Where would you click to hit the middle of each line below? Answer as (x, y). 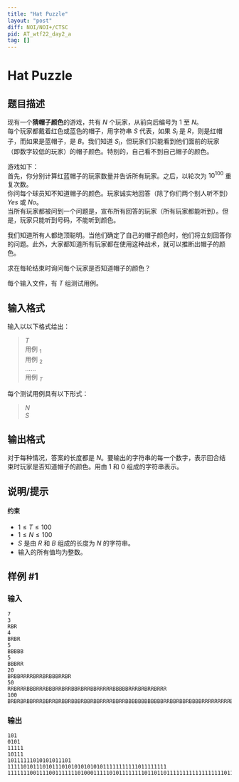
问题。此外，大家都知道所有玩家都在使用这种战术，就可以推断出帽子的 (116, 244)
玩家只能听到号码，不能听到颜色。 (69, 220)
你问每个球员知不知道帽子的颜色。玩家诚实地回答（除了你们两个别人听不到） (119, 194)
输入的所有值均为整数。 (52, 552)
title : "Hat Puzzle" (38, 14)
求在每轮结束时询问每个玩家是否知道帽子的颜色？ (79, 269)
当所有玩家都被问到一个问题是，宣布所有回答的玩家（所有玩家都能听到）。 (115, 212)
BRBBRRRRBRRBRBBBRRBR (39, 676)
